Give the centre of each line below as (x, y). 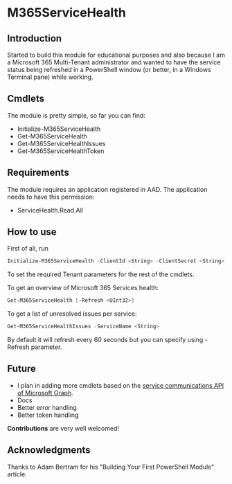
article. (17, 474)
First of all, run (28, 249)
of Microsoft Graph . (45, 393)
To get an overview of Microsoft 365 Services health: (83, 288)
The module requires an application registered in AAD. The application (107, 189)
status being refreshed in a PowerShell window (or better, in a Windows (109, 70)
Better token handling (48, 415)
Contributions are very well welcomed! (63, 428)
